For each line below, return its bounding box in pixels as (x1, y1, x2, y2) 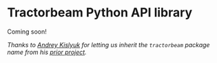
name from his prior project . (7, 48, 87, 56)
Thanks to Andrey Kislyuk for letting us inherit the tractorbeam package (7, 40, 210, 49)
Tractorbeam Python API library (7, 5, 193, 21)
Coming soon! (7, 27, 47, 36)
